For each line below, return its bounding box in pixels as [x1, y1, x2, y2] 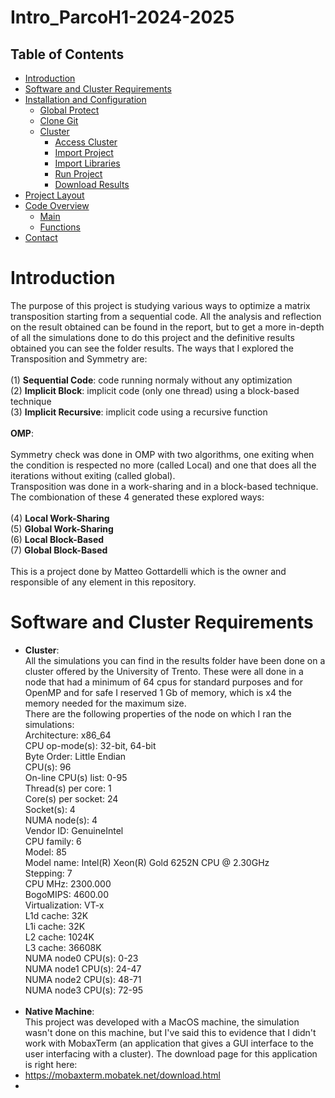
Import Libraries [54, 157, 121, 169]
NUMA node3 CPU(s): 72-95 [24, 984, 144, 996]
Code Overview [24, 200, 90, 211]
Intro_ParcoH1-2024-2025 [10, 6, 235, 29]
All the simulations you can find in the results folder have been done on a [24, 654, 326, 666]
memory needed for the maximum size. [24, 697, 187, 709]
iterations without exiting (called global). [10, 469, 176, 481]
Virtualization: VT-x [24, 899, 105, 911]
